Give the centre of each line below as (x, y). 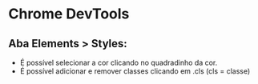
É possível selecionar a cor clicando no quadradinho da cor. (119, 62)
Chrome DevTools (69, 14)
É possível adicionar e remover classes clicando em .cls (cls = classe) (135, 71)
